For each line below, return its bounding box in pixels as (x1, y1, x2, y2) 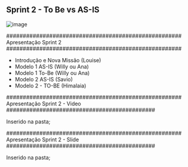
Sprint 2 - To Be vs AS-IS (6, 5, 100, 15)
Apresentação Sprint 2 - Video (6, 100, 82, 107)
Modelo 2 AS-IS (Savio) (14, 75, 73, 83)
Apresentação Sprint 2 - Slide (6, 136, 79, 143)
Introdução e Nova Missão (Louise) (14, 56, 101, 63)
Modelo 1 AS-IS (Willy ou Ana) (14, 63, 90, 70)
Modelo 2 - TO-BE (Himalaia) (14, 82, 87, 89)
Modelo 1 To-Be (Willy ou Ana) (14, 69, 90, 77)
